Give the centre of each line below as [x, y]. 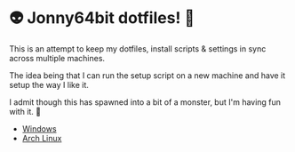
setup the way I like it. [49, 84]
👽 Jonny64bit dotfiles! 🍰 [102, 18]
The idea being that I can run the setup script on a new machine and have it [147, 75]
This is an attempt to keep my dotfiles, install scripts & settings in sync [138, 48]
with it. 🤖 [25, 111]
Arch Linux [42, 138]
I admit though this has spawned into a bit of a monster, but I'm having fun [145, 102]
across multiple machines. [57, 58]
